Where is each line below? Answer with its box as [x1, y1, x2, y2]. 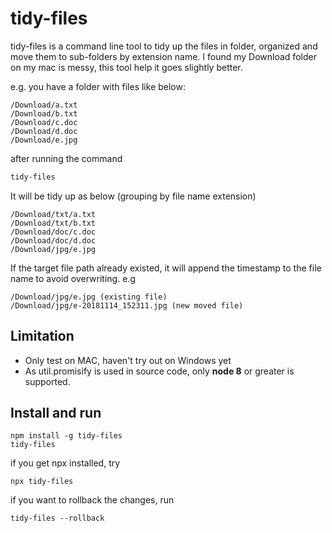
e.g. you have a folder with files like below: [10, 80, 186, 92]
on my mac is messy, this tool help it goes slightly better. [10, 61, 243, 73]
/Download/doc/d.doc [10, 235, 97, 246]
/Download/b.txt [10, 108, 78, 119]
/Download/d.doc [10, 126, 78, 136]
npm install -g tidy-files [10, 431, 123, 441]
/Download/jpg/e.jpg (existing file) [10, 292, 168, 302]
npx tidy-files [10, 477, 74, 487]
